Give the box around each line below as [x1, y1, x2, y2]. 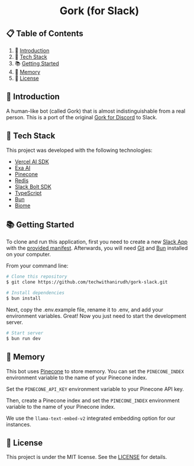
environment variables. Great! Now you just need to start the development [6, 312, 186, 320]
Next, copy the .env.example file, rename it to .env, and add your [6, 306, 164, 313]
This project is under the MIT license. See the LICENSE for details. [6, 454, 167, 461]
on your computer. [6, 251, 51, 258]
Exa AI [14, 164, 31, 171]
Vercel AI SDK [14, 158, 49, 165]
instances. [6, 421, 31, 428]
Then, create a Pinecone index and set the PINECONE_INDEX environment [6, 397, 180, 404]
